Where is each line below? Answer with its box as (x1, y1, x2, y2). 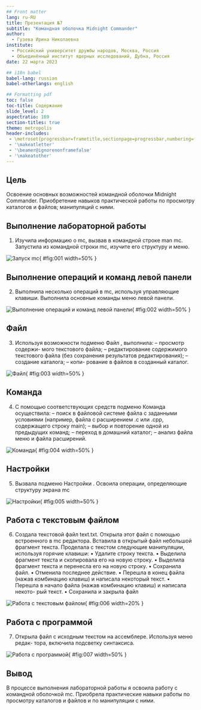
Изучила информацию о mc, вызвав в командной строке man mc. (14, 237, 184, 244)
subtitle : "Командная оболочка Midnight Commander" (6, 25, 138, 32)
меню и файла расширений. (14, 435, 87, 442)
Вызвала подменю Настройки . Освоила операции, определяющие (14, 480, 187, 487)
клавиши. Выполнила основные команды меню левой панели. (14, 295, 175, 302)
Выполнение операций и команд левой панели (6, 272, 192, 282)
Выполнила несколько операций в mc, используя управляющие (14, 288, 179, 295)
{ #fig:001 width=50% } (38, 255, 97, 262)
